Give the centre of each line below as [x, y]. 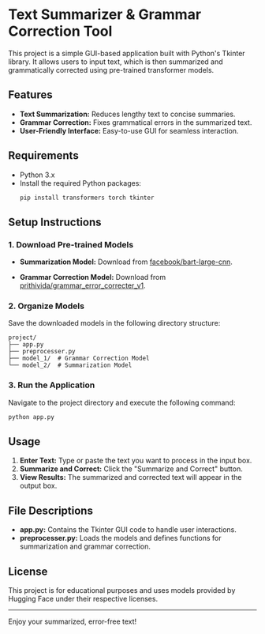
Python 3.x [37, 175]
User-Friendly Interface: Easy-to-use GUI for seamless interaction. [129, 130]
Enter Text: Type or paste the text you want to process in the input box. [136, 461]
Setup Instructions [55, 222]
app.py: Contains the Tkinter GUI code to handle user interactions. [128, 530]
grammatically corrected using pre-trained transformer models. [111, 70]
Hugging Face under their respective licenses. [83, 599]
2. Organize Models [47, 306]
